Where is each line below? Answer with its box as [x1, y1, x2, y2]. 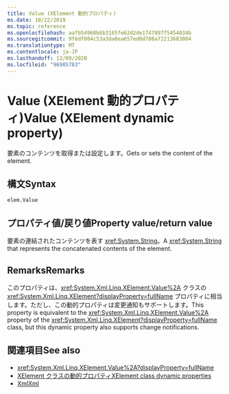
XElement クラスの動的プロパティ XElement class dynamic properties [16, 371, 212, 380]
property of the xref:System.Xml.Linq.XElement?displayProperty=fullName [7, 316, 217, 324]
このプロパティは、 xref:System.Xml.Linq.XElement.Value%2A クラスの [7, 283, 207, 292]
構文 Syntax [7, 178, 56, 190]
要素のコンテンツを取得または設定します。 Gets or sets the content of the [7, 149, 213, 157]
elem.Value [7, 197, 38, 204]
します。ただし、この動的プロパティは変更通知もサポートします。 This [7, 300, 204, 309]
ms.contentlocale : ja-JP [7, 49, 78, 56]
